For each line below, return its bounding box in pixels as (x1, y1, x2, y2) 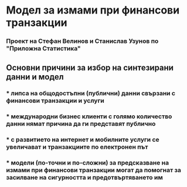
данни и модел (6, 72, 64, 82)
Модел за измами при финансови (6, 4, 180, 17)
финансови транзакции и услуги (6, 96, 104, 105)
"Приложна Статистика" (6, 45, 81, 53)
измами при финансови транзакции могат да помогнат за (6, 166, 182, 174)
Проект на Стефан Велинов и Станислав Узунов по (6, 37, 159, 45)
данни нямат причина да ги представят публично (6, 120, 156, 128)
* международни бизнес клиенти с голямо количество (6, 112, 172, 121)
